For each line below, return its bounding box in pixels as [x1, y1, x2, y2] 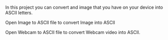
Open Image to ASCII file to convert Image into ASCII [5, 20, 115, 25]
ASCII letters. [5, 10, 33, 16]
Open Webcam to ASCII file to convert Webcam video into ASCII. [5, 29, 141, 35]
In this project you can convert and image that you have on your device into [5, 5, 163, 10]
